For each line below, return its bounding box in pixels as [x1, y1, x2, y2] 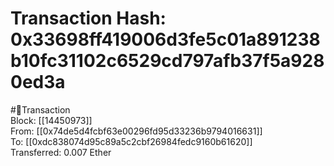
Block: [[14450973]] [10, 114, 93, 126]
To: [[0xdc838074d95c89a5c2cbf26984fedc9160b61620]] [10, 135, 253, 147]
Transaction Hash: [10, 7, 167, 30]
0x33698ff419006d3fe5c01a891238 [10, 28, 321, 51]
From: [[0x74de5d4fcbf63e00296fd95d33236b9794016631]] [10, 125, 263, 137]
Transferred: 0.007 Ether [10, 146, 112, 158]
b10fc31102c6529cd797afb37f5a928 [10, 50, 325, 72]
